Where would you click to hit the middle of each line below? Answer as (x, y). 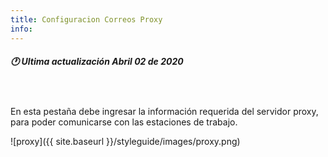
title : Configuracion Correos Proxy (86, 19)
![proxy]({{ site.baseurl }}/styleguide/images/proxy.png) (125, 142)
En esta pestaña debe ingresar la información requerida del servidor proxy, (164, 112)
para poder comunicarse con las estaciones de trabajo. (124, 122)
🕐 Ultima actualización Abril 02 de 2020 (97, 62)
